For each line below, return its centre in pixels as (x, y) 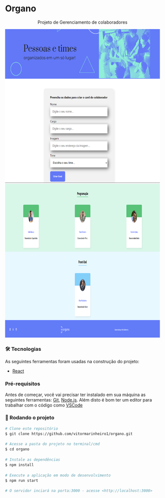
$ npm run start (22, 480)
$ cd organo (17, 449)
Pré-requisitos (23, 384)
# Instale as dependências (33, 460)
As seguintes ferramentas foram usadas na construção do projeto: (72, 362)
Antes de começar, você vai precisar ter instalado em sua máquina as (75, 395)
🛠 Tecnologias (23, 349)
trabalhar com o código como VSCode (44, 405)
